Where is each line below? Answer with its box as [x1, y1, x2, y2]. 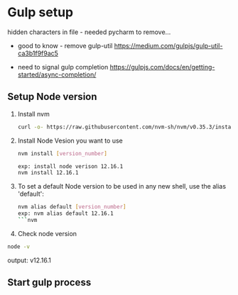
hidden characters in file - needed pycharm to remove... [7, 28, 171, 36]
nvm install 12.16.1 [17, 169, 79, 177]
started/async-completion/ [17, 70, 97, 79]
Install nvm [17, 109, 50, 118]
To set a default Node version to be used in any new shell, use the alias [17, 182, 226, 191]
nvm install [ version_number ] [17, 150, 108, 157]
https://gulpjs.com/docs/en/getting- [109, 62, 215, 71]
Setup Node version [7, 91, 97, 103]
